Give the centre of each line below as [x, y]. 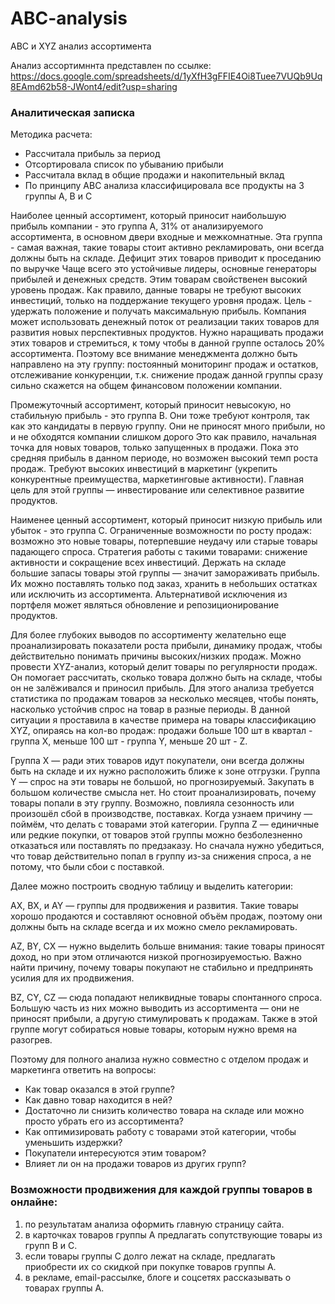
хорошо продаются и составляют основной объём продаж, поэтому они [166, 916]
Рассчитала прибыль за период [92, 154]
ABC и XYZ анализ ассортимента [81, 46]
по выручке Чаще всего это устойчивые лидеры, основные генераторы [163, 269]
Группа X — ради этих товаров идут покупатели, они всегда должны [157, 761]
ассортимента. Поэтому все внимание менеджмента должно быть [154, 354]
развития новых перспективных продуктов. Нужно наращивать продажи [167, 333]
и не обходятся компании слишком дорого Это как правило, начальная [163, 437]
